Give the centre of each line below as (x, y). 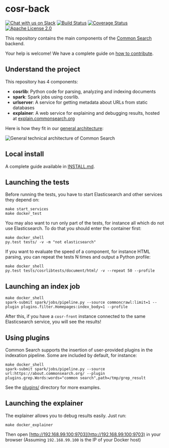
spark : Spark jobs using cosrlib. (46, 97)
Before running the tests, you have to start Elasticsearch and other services (84, 195)
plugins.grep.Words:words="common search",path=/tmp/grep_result (75, 378)
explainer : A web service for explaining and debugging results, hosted (86, 113)
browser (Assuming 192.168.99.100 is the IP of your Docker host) (73, 439)
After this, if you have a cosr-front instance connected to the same (75, 316)
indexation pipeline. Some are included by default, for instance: (71, 355)
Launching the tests (37, 182)
